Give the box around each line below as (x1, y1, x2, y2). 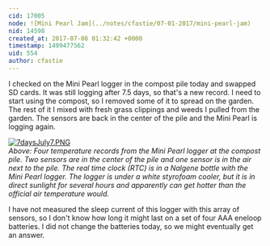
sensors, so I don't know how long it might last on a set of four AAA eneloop (8, 213, 262, 223)
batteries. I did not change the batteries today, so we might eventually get (8, 221, 254, 231)
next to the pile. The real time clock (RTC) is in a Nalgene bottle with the (8, 163, 249, 173)
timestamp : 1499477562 (8, 42, 85, 50)
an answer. (8, 230, 45, 240)
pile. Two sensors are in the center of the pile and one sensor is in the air (8, 154, 252, 164)
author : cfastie (8, 57, 63, 65)
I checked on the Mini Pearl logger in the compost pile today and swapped (8, 78, 256, 89)
